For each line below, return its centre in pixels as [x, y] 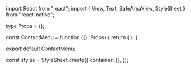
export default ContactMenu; [41, 49]
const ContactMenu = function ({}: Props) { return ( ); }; [72, 37]
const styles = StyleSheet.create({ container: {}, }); [67, 60]
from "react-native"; [30, 15]
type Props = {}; [25, 26]
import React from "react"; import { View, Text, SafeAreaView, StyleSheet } [96, 8]
